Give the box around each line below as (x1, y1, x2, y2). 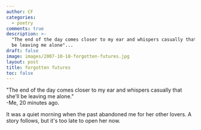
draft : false (6, 48, 39, 54)
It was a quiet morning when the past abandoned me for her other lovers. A (6, 111, 192, 118)
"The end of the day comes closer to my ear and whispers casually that (6, 86, 182, 93)
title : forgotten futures (6, 64, 71, 71)
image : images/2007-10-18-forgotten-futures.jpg (6, 53, 130, 59)
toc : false (6, 70, 33, 76)
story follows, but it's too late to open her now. (6, 117, 121, 125)
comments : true (6, 25, 44, 32)
